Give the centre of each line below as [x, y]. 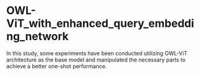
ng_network [37, 36]
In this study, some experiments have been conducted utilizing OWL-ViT [97, 53]
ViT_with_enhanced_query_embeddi [100, 23]
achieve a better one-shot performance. [57, 66]
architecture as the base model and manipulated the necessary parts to [96, 60]
